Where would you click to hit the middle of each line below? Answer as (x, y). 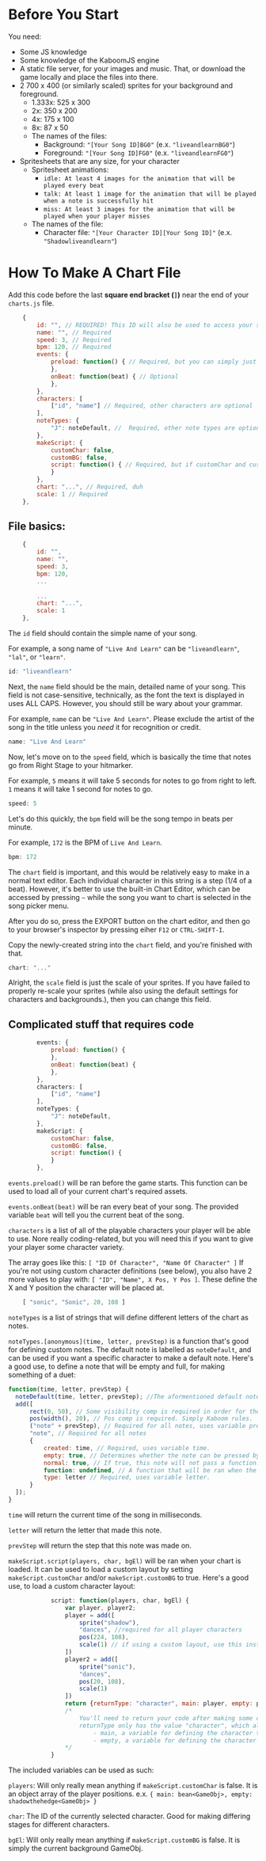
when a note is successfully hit (99, 201)
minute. (21, 827)
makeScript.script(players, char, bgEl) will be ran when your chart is (125, 1560)
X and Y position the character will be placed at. (86, 1288)
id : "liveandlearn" (40, 672)
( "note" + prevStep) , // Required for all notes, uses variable (137, 1426)
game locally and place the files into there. (89, 77)
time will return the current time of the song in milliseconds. (105, 1514)
